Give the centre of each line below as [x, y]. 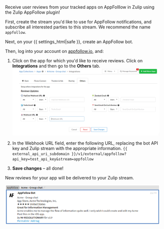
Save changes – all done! [38, 168]
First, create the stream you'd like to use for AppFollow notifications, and [78, 22]
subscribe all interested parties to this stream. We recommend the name [78, 27]
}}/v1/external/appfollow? [99, 154]
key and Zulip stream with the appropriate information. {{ [70, 149]
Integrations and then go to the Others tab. [56, 66]
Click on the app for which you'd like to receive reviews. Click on [77, 61]
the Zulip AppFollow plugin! [33, 12]
